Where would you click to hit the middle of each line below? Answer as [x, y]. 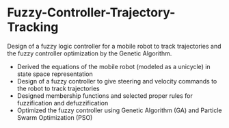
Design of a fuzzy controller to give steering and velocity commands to [117, 81]
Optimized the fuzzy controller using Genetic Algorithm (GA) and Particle [119, 110]
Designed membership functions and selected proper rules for [105, 95]
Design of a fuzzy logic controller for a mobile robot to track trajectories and [114, 46]
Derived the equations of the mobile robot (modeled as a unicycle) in [113, 66]
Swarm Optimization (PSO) [55, 117]
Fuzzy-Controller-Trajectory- [91, 13]
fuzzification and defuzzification [63, 103]
